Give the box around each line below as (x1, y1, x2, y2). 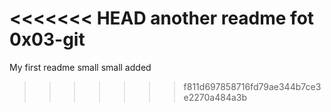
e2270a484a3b (183, 91, 248, 103)
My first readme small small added (9, 61, 152, 73)
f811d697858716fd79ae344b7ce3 (183, 80, 322, 92)
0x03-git (9, 28, 86, 51)
